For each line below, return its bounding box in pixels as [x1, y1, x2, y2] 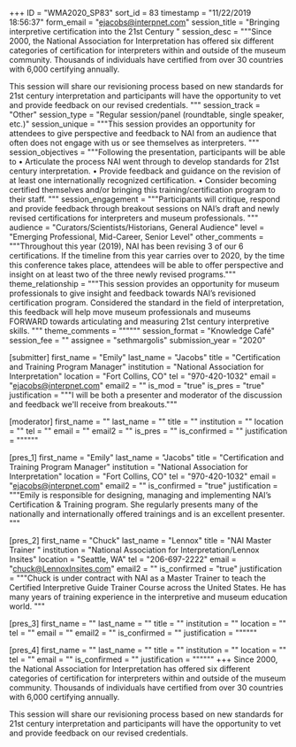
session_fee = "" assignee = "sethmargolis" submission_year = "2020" [9, 335, 266, 345]
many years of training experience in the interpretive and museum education [9, 592, 288, 602]
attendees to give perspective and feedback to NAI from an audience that [9, 128, 277, 138]
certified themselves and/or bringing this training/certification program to [9, 185, 276, 195]
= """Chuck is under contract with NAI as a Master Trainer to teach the [9, 573, 267, 583]
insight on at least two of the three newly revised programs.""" [9, 269, 237, 280]
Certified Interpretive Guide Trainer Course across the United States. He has [9, 582, 287, 592]
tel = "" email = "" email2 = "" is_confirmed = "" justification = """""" [9, 628, 258, 638]
